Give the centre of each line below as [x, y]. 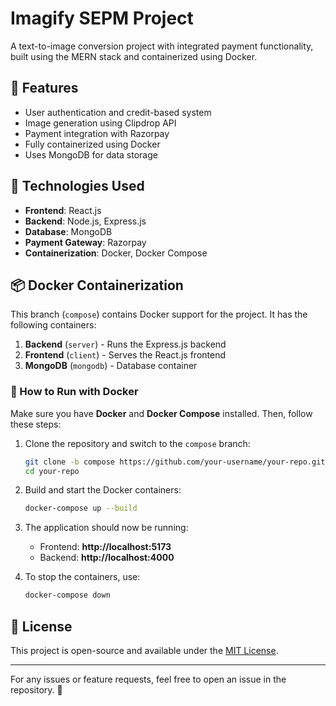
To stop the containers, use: [82, 577]
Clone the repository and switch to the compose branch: [137, 443]
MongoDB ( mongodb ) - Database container [111, 366]
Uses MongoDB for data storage [91, 154]
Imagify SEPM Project [102, 18]
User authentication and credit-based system [118, 112]
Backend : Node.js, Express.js [85, 221]
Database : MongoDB [68, 231]
